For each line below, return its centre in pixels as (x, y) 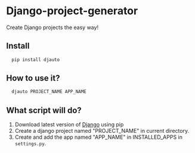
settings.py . (30, 144)
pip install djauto (36, 60)
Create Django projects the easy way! (52, 27)
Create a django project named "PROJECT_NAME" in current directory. (102, 131)
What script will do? (44, 110)
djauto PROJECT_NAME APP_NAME (49, 92)
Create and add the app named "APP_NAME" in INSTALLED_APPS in (99, 137)
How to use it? (33, 78)
